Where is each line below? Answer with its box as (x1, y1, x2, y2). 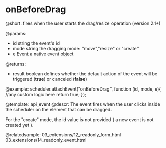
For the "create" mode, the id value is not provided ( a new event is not (5, 116, 154, 123)
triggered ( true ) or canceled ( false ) (12, 76, 87, 82)
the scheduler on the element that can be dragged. (5, 106, 112, 112)
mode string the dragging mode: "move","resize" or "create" (12, 45, 139, 51)
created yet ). (5, 122, 34, 128)
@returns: (5, 61, 26, 67)
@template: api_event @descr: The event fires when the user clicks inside (5, 101, 160, 107)
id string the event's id (12, 40, 60, 46)
